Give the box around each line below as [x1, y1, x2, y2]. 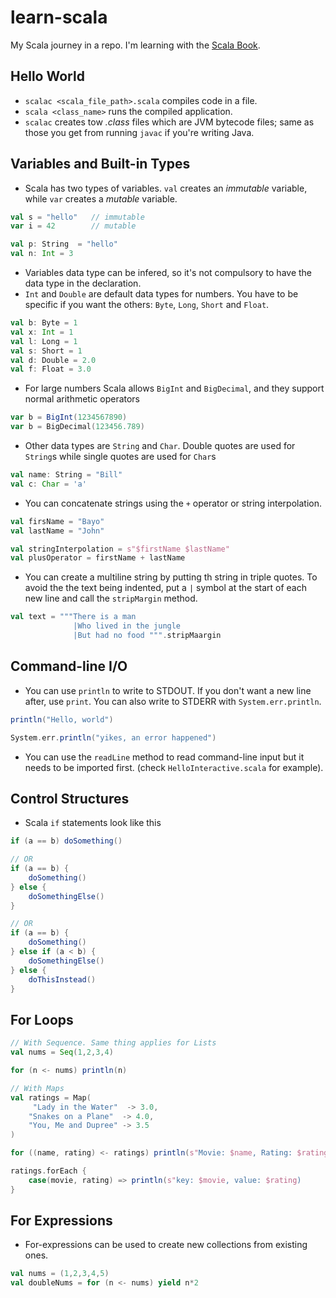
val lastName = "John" [10, 526, 105, 536]
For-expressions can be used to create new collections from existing [24, 1239, 308, 1251]
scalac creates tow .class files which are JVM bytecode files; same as [24, 116, 315, 128]
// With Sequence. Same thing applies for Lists [10, 1038, 217, 1048]
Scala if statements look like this [24, 817, 162, 829]
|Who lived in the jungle [73, 621, 182, 631]
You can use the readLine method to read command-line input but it [24, 751, 305, 763]
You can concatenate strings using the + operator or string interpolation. [24, 497, 322, 509]
